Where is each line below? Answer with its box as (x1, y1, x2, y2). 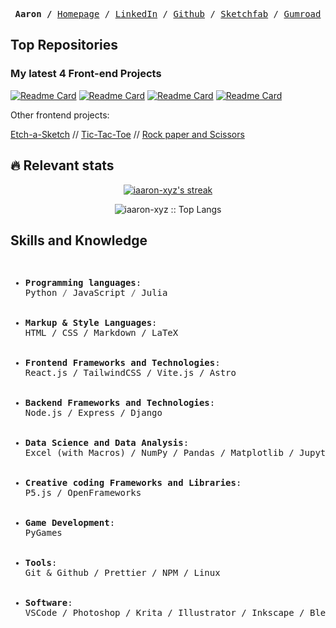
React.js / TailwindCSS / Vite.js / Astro (24, 367, 237, 379)
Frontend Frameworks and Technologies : (24, 357, 221, 369)
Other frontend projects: (10, 109, 110, 121)
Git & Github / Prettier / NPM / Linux (24, 567, 221, 579)
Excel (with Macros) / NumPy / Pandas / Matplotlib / (24, 447, 295, 459)
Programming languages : (24, 277, 142, 289)
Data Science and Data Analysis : (24, 437, 190, 449)
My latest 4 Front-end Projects (10, 67, 162, 81)
